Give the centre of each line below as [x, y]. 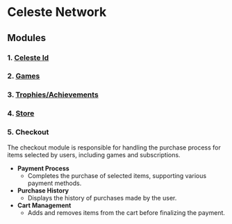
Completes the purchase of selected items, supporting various [117, 175]
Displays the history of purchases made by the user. [102, 198]
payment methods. [55, 183]
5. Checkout [28, 132]
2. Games [24, 76]
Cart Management [44, 205]
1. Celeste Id [28, 58]
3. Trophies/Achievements [53, 95]
